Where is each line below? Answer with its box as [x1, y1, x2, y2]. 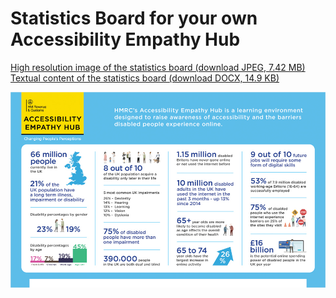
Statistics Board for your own [10, 7, 258, 30]
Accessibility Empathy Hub [10, 28, 241, 51]
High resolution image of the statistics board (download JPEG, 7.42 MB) [10, 61, 306, 73]
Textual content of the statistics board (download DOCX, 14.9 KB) [10, 72, 280, 84]
